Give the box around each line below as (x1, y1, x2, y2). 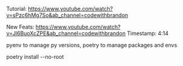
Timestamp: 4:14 (127, 30, 168, 37)
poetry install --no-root (6, 53, 64, 60)
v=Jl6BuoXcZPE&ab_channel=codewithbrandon (6, 30, 126, 37)
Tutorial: (6, 5, 27, 12)
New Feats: (6, 24, 35, 30)
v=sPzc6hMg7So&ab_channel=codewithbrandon (6, 12, 128, 19)
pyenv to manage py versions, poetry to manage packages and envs (6, 42, 178, 48)
